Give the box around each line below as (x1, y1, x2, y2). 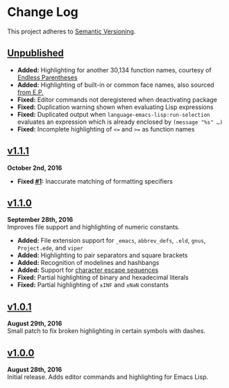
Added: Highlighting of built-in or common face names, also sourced (17, 81, 214, 89)
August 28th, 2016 (7, 366, 62, 373)
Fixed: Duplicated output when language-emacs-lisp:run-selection (17, 110, 210, 118)
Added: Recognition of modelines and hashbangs (17, 259, 160, 267)
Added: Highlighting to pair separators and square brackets (17, 251, 189, 259)
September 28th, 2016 (7, 216, 74, 224)
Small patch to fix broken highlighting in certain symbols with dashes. (7, 327, 206, 335)
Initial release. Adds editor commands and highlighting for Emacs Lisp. (7, 373, 209, 381)
